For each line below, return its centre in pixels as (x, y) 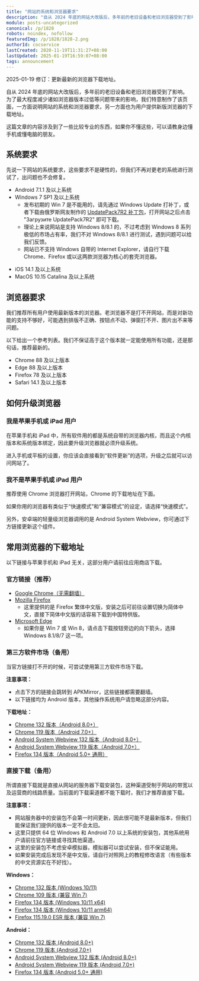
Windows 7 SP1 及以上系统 (47, 197)
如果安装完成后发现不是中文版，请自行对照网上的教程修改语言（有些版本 (103, 855)
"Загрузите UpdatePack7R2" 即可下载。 (73, 220)
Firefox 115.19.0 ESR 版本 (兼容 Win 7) (60, 917)
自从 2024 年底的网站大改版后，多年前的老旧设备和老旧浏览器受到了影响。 (97, 91)
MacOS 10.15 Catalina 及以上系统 (54, 277)
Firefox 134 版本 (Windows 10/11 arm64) (63, 910)
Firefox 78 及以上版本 (41, 375)
